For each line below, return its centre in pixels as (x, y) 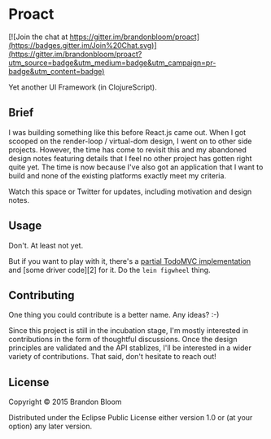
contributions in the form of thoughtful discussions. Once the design (123, 340)
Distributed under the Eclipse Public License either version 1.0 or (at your (131, 418)
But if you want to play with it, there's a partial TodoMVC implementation (130, 261)
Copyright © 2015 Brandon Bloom (65, 402)
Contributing (42, 295)
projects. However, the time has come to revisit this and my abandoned (127, 149)
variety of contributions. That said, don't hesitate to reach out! (113, 357)
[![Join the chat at (38, 37)
